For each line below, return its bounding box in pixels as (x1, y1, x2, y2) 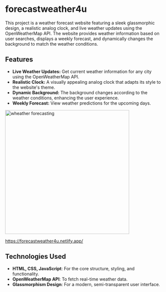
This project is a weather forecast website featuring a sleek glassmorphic (5, 20, 155, 26)
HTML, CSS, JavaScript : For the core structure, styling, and (12, 265, 135, 271)
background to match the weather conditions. (5, 41, 98, 47)
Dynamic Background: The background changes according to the (12, 89, 148, 95)
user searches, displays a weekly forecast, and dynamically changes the (5, 36, 154, 42)
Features (5, 56, 33, 64)
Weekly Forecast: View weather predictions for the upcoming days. (12, 100, 151, 106)
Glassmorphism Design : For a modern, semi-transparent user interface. (12, 281, 160, 287)
